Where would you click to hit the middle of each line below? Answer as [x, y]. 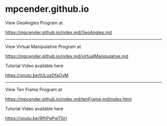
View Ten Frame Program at [34, 89]
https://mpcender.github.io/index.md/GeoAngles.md [58, 32]
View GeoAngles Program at [34, 23]
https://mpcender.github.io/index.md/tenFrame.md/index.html [68, 99]
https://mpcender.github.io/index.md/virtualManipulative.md [67, 56]
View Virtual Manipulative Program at [43, 46]
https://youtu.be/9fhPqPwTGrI [36, 118]
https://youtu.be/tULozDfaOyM [37, 75]
